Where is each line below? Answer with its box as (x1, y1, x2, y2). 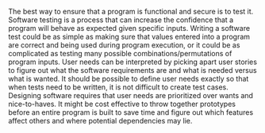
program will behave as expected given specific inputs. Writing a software (8, 24, 251, 32)
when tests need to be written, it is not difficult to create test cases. (8, 82, 229, 92)
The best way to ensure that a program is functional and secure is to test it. (8, 7, 254, 16)
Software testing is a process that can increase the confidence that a (8, 15, 234, 25)
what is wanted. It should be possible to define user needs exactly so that (8, 74, 249, 83)
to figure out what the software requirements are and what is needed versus (8, 66, 257, 74)
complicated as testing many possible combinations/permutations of (8, 49, 232, 58)
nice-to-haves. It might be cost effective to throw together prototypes (8, 99, 236, 108)
